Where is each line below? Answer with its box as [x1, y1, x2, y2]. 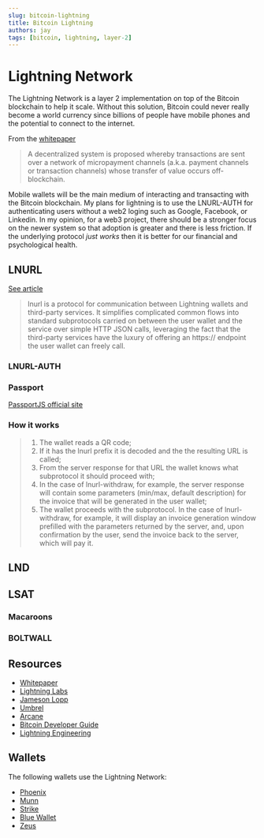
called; [39, 455, 61, 464]
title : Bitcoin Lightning [8, 19, 93, 27]
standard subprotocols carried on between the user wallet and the [27, 316, 243, 325]
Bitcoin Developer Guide [19, 720, 99, 729]
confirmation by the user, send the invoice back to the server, [39, 529, 239, 539]
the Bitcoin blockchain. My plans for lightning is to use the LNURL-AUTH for [8, 198, 254, 208]
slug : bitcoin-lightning [8, 11, 90, 20]
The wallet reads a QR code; [39, 437, 132, 447]
